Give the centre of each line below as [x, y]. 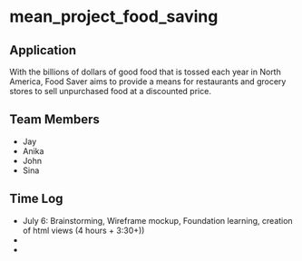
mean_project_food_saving [114, 17]
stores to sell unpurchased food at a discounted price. [110, 91]
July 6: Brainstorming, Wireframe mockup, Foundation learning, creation [157, 220]
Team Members [54, 120]
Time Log [36, 199]
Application [43, 50]
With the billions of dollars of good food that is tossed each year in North [145, 72]
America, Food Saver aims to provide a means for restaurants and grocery [148, 82]
